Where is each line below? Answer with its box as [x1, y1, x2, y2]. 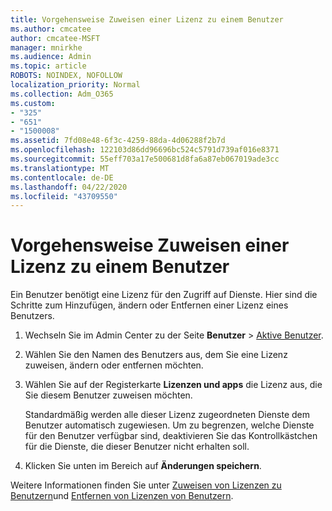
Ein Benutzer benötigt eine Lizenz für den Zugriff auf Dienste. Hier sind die [10, 289, 318, 301]
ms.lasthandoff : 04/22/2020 [10, 182, 128, 192]
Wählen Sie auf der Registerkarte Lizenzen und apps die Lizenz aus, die [24, 379, 323, 391]
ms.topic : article [10, 61, 87, 71]
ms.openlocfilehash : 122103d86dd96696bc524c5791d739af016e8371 [10, 145, 280, 155]
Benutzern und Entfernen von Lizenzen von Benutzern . [10, 490, 234, 502]
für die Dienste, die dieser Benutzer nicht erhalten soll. [24, 441, 250, 453]
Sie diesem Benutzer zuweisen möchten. [24, 389, 193, 401]
